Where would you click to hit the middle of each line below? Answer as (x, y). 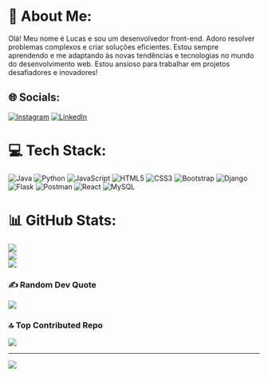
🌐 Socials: (34, 98)
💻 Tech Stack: (57, 150)
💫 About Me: (50, 16)
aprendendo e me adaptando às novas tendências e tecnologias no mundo (131, 55)
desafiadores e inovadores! (53, 72)
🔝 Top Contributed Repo (56, 325)
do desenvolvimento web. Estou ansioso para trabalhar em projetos (119, 64)
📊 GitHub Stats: (63, 220)
